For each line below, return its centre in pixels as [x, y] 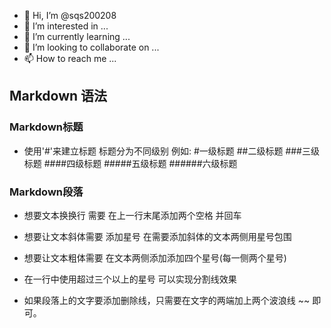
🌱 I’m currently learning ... [77, 36]
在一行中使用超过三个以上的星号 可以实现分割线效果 [130, 279]
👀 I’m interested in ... [66, 26]
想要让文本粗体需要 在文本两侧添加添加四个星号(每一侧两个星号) [155, 257]
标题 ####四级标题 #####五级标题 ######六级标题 [130, 163]
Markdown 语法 [58, 96]
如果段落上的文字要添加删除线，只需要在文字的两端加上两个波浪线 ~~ [167, 300]
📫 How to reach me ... [70, 58]
